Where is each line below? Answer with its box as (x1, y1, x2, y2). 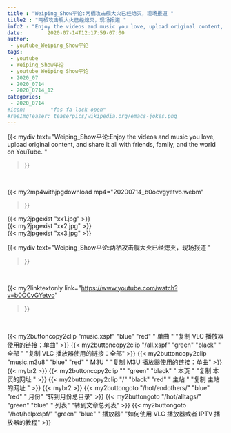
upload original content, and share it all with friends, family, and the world (7, 140, 216, 148)
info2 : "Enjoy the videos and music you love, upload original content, (7, 23, 224, 30)
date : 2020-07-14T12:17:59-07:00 (7, 29, 125, 37)
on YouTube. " (7, 148, 48, 156)
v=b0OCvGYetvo (7, 291, 55, 299)
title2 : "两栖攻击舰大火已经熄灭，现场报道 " (7, 17, 127, 23)
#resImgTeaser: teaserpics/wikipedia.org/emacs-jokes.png (7, 112, 177, 119)
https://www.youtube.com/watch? (81, 283, 178, 292)
